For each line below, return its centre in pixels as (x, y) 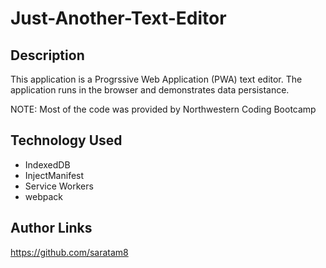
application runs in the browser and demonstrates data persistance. (150, 90)
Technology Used (66, 140)
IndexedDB (47, 164)
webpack (43, 196)
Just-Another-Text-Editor (118, 18)
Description (47, 55)
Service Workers (59, 186)
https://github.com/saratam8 (69, 252)
